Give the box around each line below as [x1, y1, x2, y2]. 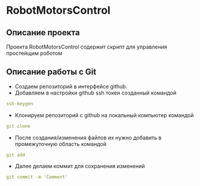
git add [6, 152, 26, 158]
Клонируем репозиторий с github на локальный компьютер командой [14, 111, 194, 118]
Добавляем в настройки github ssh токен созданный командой [14, 89, 177, 96]
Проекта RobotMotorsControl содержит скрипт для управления [6, 43, 167, 50]
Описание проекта [6, 28, 80, 38]
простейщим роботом [6, 50, 63, 57]
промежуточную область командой [14, 140, 107, 147]
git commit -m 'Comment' [6, 174, 68, 180]
